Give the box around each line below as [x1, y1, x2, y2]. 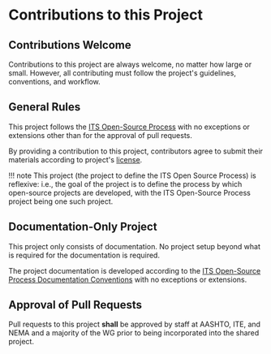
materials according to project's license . [8, 154, 143, 164]
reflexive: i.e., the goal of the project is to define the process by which [8, 179, 243, 188]
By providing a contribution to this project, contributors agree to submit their [8, 146, 264, 156]
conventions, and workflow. [8, 77, 101, 86]
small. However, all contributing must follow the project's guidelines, [8, 68, 237, 78]
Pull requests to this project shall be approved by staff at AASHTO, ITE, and [8, 319, 261, 330]
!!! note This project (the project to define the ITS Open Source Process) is [8, 171, 257, 180]
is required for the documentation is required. [8, 250, 161, 260]
